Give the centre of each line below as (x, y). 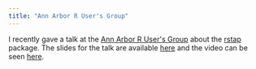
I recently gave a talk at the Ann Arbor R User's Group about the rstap (125, 39)
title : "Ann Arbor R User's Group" (69, 16)
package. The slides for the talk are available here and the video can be (128, 47)
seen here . (26, 56)
